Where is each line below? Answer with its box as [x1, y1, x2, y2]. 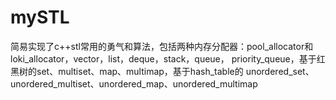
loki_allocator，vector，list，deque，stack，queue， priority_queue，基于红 [10, 52, 326, 65]
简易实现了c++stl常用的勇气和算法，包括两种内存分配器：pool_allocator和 [10, 40, 314, 52]
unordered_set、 [245, 65, 315, 77]
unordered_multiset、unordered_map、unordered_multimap [10, 77, 258, 90]
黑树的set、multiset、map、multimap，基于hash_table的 [10, 65, 244, 77]
